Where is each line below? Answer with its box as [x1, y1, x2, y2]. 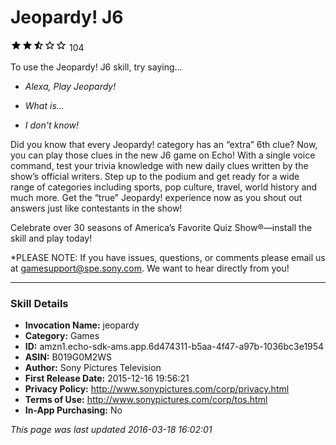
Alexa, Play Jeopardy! [24, 80, 117, 92]
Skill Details [10, 296, 69, 310]
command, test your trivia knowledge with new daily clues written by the [10, 159, 309, 171]
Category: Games [24, 330, 100, 342]
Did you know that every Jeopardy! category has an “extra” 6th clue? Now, [10, 138, 318, 150]
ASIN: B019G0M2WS [24, 351, 113, 363]
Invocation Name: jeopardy [24, 319, 140, 331]
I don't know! [24, 119, 80, 131]
